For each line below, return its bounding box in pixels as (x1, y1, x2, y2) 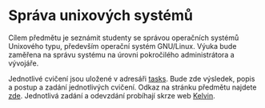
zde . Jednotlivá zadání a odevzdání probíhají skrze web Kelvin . (8, 90, 216, 100)
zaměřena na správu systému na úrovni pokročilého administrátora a (8, 50, 235, 59)
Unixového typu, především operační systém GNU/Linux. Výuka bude (8, 41, 237, 50)
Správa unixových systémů (8, 6, 194, 25)
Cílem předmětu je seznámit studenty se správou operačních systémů (8, 33, 239, 42)
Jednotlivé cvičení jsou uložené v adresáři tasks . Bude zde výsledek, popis (8, 74, 255, 83)
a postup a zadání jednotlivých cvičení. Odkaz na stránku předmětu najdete (8, 82, 257, 92)
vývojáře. (8, 58, 39, 68)
